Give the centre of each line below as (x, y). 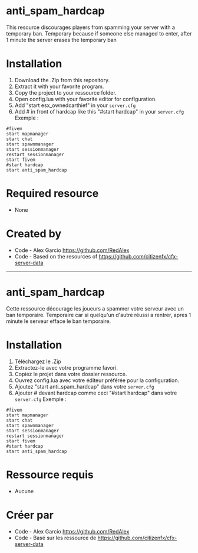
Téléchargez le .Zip (38, 361)
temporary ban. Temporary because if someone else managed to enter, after (99, 33)
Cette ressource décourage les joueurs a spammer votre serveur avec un (95, 308)
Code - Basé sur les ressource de (55, 538)
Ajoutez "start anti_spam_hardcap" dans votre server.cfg (84, 386)
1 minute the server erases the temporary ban (61, 40)
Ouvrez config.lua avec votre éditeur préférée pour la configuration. (97, 380)
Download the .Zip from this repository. (62, 80)
